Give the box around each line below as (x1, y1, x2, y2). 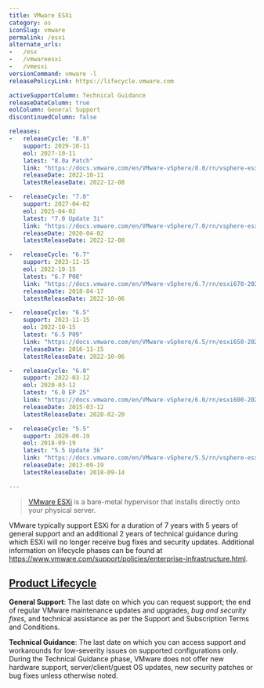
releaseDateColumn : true (9, 99, 90, 107)
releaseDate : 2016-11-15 (23, 345, 104, 353)
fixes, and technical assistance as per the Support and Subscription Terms (9, 614, 250, 624)
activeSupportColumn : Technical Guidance (9, 91, 146, 99)
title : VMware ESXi (9, 11, 73, 20)
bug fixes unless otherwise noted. (9, 671, 118, 680)
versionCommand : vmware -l (9, 70, 97, 78)
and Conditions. (9, 622, 60, 632)
